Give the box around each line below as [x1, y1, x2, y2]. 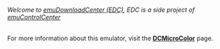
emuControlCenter [7, 12, 61, 21]
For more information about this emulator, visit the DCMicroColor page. [7, 35, 214, 43]
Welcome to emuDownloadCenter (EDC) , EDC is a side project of [7, 6, 195, 14]
